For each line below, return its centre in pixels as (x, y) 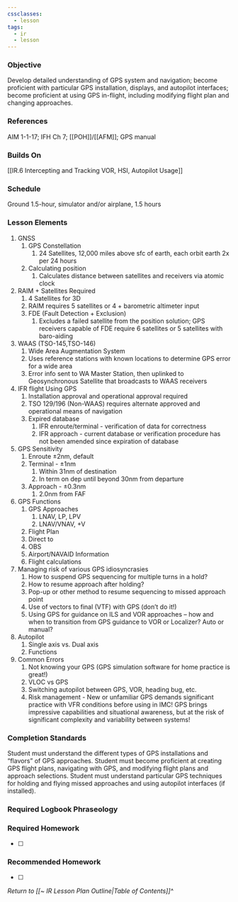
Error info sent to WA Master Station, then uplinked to (106, 373)
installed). (22, 791)
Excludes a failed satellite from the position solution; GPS (122, 321)
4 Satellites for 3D (55, 298)
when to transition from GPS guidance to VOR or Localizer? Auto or (126, 622)
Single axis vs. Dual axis (63, 644)
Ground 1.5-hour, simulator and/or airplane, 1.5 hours (84, 204)
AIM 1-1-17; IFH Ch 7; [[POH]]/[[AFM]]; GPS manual (81, 137)
